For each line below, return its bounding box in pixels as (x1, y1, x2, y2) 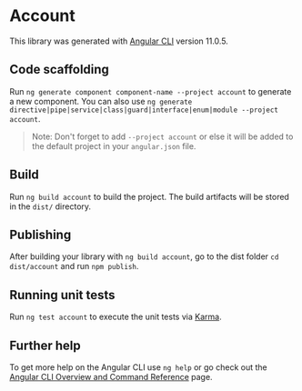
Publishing (9, 226, 72, 242)
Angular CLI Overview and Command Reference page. (9, 372, 213, 382)
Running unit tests (9, 287, 116, 303)
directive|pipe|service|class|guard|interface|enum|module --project (9, 105, 279, 115)
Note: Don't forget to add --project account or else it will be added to (31, 131, 294, 142)
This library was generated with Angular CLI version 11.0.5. (9, 35, 229, 46)
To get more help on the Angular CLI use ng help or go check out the (9, 362, 267, 373)
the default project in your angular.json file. (31, 140, 196, 151)
